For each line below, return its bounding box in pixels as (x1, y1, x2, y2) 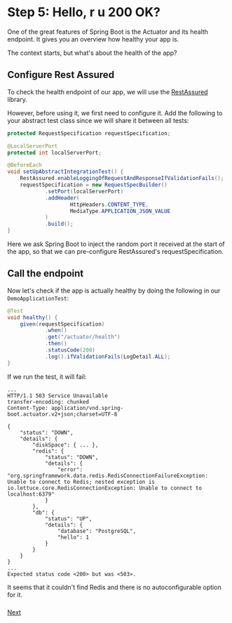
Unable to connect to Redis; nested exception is (7, 478, 156, 485)
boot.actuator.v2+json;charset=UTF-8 (7, 411, 118, 418)
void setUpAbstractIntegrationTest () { (7, 168, 124, 176)
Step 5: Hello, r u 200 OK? (7, 4, 161, 20)
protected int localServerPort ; (7, 149, 102, 156)
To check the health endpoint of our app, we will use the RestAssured (7, 87, 208, 96)
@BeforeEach (7, 162, 42, 169)
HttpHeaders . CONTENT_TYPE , (69, 201, 149, 208)
